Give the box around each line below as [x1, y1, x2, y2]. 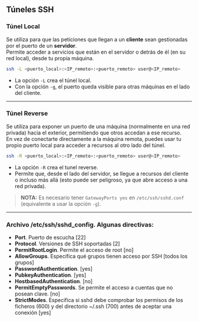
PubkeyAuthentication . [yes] [14, 271, 87, 279]
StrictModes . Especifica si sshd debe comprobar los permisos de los [14, 297, 184, 304]
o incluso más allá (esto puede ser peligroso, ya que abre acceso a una [14, 176, 188, 183]
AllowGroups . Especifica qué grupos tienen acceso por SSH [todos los [14, 253, 188, 260]
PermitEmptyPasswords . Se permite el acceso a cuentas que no [14, 284, 173, 291]
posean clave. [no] [14, 290, 61, 297]
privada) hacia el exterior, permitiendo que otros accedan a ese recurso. [6, 129, 181, 136]
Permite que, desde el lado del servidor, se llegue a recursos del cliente [14, 170, 189, 177]
